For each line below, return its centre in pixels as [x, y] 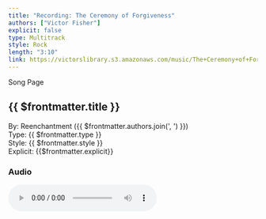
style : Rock [28, 45]
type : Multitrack [37, 38]
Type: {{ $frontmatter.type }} [55, 134]
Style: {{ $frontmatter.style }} [55, 142]
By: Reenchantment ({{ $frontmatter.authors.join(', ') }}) [98, 126]
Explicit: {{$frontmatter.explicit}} [61, 151]
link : [17, 60]
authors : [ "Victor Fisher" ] [55, 23]
